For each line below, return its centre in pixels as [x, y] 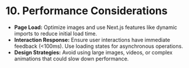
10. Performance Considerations [87, 11]
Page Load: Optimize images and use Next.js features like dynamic [96, 27]
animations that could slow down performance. [71, 59]
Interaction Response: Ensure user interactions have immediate [92, 40]
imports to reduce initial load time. [56, 33]
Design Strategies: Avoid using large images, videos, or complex [93, 52]
